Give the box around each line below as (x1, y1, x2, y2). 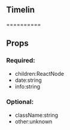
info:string (14, 82, 41, 90)
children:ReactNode (14, 70, 65, 77)
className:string (14, 111, 59, 119)
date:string (14, 76, 42, 84)
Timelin (6, 5, 35, 15)
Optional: (6, 97, 34, 106)
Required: (6, 57, 36, 65)
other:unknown (14, 117, 53, 125)
